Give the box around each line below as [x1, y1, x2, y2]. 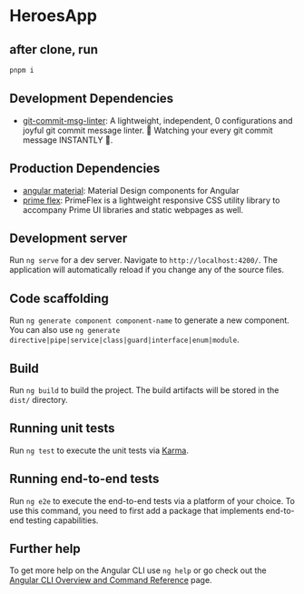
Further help [9, 540, 82, 556]
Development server [9, 230, 128, 246]
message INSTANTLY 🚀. [22, 134, 113, 146]
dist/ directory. [9, 394, 68, 405]
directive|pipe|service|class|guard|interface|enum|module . [9, 334, 240, 346]
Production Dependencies [9, 161, 161, 176]
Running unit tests [9, 420, 115, 437]
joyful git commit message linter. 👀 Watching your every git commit [22, 125, 274, 136]
